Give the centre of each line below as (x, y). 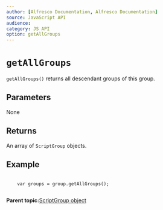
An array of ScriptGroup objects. (46, 145)
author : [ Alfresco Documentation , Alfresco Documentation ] (82, 12)
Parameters (29, 97)
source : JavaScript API (36, 17)
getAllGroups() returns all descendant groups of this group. (81, 78)
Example (23, 164)
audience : (19, 23)
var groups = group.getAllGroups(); (63, 184)
